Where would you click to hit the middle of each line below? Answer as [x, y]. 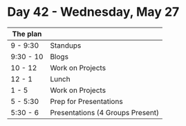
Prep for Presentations [86, 101]
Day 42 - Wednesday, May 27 [93, 12]
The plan [27, 34]
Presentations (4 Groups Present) [105, 112]
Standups [66, 45]
